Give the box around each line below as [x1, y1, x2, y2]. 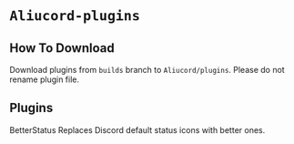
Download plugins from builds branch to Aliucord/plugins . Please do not [9, 65, 285, 75]
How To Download [9, 40, 116, 56]
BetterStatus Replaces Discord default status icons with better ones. [9, 124, 266, 135]
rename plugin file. [9, 74, 80, 85]
